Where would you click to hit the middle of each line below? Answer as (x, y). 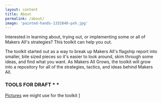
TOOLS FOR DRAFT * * (32, 85)
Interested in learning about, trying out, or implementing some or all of (75, 37)
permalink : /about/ (25, 18)
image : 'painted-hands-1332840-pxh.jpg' (47, 23)
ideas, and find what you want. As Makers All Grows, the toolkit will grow (78, 62)
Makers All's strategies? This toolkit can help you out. (59, 42)
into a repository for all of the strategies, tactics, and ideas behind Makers (79, 67)
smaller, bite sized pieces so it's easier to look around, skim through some (79, 57)
